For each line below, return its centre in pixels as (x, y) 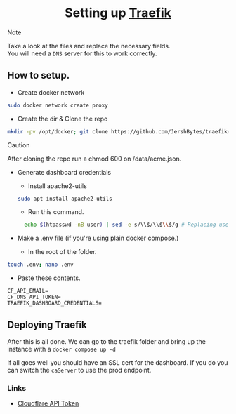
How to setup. (39, 75)
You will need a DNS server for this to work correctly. (82, 53)
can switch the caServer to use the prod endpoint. (79, 370)
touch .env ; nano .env (40, 265)
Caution (19, 145)
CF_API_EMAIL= (28, 291)
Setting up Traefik (118, 13)
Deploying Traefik (47, 325)
